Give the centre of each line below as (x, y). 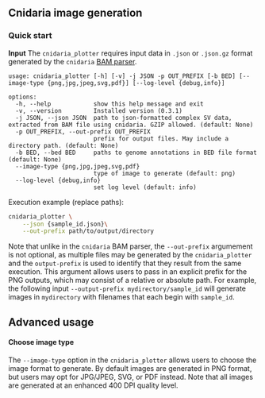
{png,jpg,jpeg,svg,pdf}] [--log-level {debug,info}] (136, 83)
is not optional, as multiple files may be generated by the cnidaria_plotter (130, 255)
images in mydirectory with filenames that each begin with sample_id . (122, 297)
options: (23, 97)
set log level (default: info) (145, 187)
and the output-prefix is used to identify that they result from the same (125, 263)
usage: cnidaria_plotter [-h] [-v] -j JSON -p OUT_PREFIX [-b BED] (122, 76)
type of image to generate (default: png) (165, 173)
